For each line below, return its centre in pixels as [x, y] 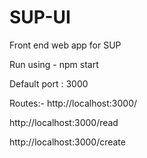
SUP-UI [40, 17]
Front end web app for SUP [65, 45]
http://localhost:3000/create [67, 142]
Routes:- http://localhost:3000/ [73, 103]
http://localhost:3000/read [64, 122]
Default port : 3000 [49, 83]
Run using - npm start [54, 64]
